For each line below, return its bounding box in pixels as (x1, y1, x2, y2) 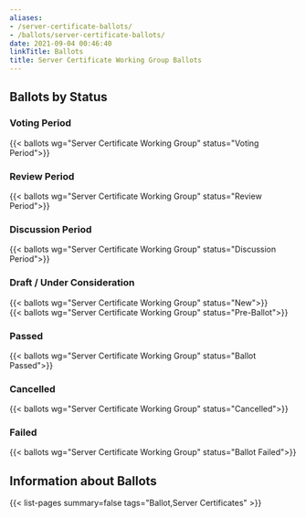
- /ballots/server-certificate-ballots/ (9, 30, 166, 39)
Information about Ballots (9, 473, 157, 489)
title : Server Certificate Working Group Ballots (9, 56, 203, 65)
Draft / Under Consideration (9, 276, 135, 289)
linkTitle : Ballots (9, 47, 84, 57)
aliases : (9, 13, 43, 23)
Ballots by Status (9, 89, 108, 105)
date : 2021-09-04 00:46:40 (9, 38, 112, 48)
